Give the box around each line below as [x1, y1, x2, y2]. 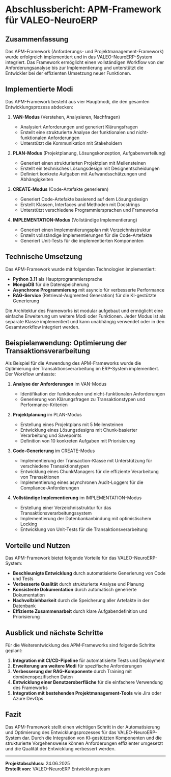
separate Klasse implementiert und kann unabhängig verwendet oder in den [5, 318, 164, 324]
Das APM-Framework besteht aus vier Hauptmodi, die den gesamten [5, 98, 150, 104]
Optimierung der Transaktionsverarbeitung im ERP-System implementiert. [5, 366, 159, 372]
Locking [20, 521, 37, 527]
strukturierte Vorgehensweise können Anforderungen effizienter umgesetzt [5, 740, 163, 746]
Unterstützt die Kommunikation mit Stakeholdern [20, 140, 122, 146]
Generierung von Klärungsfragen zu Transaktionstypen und [20, 396, 146, 403]
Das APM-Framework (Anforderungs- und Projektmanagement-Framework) [5, 49, 164, 54]
